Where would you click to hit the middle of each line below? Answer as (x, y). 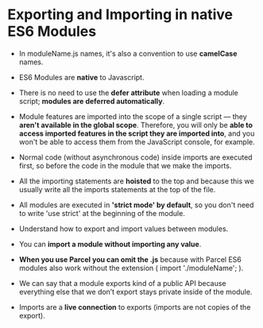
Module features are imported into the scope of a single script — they (133, 116)
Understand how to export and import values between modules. (124, 229)
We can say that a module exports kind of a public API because (122, 283)
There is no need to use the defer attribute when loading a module (129, 92)
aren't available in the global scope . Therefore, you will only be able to (136, 125)
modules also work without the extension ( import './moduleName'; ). (131, 268)
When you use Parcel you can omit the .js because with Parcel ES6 (130, 259)
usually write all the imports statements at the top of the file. (117, 189)
